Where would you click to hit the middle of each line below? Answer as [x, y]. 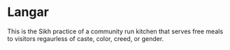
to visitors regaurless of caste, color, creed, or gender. [86, 38]
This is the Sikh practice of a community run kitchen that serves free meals [115, 31]
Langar [28, 12]
